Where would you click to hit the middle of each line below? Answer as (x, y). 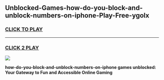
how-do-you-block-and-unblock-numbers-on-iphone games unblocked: (81, 67)
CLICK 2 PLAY (22, 48)
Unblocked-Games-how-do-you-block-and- (74, 8)
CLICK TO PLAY (24, 30)
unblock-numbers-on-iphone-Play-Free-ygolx (77, 16)
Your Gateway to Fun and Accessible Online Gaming (59, 72)
